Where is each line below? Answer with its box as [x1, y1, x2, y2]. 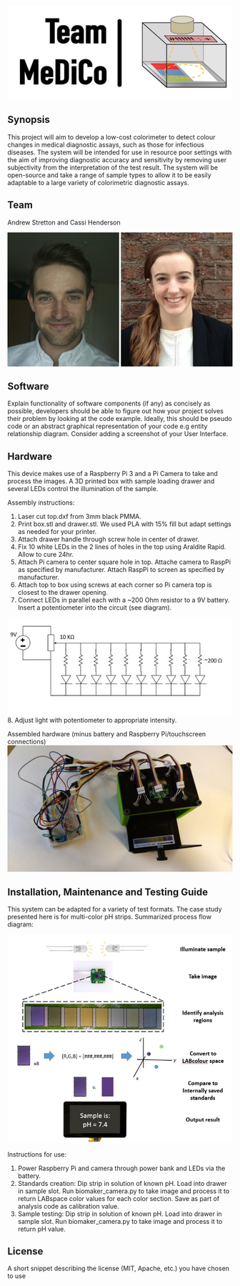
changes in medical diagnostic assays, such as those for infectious [7, 140, 205, 149]
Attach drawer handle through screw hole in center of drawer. [17, 535, 200, 544]
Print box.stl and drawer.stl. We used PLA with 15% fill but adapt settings [17, 520, 232, 528]
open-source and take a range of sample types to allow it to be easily [7, 170, 211, 179]
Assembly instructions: [7, 498, 75, 507]
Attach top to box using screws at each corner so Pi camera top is [17, 580, 212, 589]
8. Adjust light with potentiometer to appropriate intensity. [7, 716, 177, 724]
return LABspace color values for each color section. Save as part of [17, 1194, 220, 1202]
